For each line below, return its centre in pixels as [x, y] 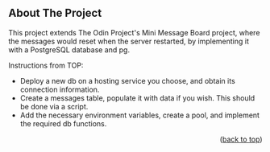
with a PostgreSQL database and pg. [69, 49]
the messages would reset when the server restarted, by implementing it [129, 41]
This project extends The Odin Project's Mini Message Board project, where [134, 32]
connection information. [60, 89]
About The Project [55, 13]
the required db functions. [63, 123]
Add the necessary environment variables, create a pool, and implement [140, 115]
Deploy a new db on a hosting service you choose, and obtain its [127, 80]
